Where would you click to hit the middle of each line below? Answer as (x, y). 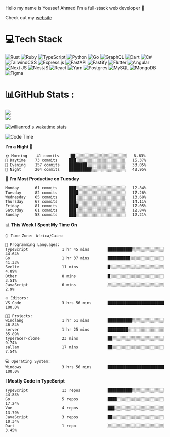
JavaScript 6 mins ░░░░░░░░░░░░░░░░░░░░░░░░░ (85, 285)
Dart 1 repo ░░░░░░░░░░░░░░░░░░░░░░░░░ (85, 426)
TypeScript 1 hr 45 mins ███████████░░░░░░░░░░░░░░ (85, 249)
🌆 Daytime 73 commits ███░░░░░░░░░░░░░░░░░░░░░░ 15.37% (76, 160)
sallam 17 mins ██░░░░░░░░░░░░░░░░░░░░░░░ (85, 347)
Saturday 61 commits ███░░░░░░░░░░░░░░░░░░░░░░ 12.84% (76, 210)
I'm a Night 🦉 (19, 146)
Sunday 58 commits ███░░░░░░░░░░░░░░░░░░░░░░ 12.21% (76, 215)
